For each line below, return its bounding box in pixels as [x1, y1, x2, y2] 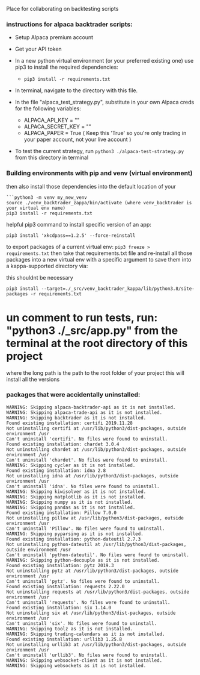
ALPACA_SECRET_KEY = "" [23, 123, 91, 130]
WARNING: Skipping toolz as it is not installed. [6, 626, 133, 632]
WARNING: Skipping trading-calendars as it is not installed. [6, 631, 165, 637]
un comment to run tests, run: [6, 310, 158, 324]
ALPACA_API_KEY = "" [23, 117, 80, 124]
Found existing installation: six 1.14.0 [6, 604, 112, 611]
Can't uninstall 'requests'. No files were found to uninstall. [6, 599, 171, 605]
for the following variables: [14, 105, 81, 112]
